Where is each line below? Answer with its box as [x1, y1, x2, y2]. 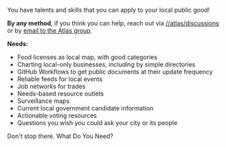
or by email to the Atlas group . [7, 27, 93, 34]
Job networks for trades [16, 82, 86, 90]
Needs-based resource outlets [16, 89, 104, 98]
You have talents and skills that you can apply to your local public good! [7, 6, 210, 14]
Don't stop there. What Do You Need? [7, 132, 113, 140]
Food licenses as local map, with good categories [16, 53, 158, 61]
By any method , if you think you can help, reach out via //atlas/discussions [7, 19, 220, 27]
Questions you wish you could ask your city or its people [16, 119, 178, 126]
